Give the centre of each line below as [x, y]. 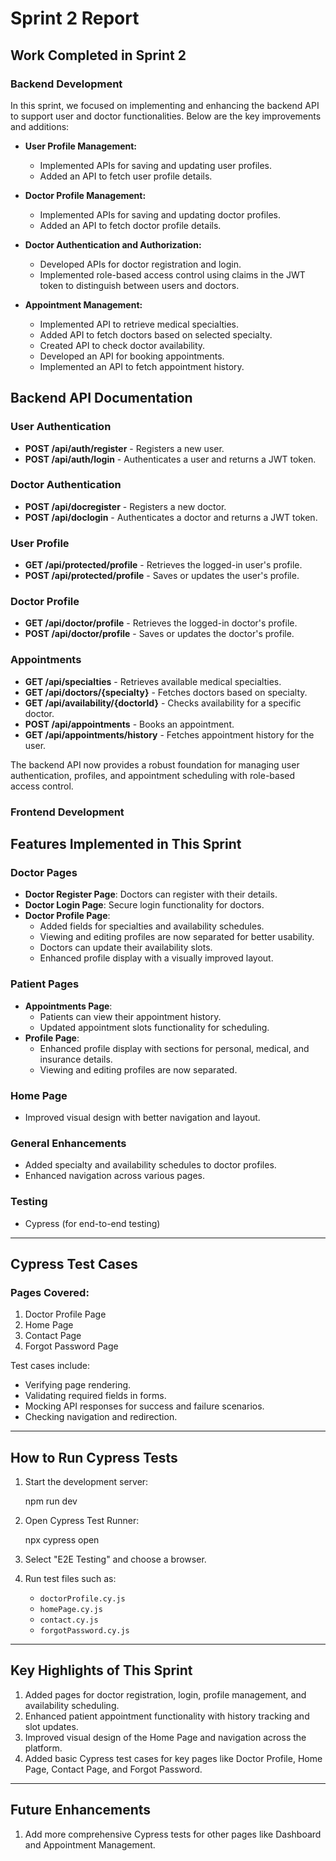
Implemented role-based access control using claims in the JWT [172, 274]
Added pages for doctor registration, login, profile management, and [165, 1694]
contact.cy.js [69, 1620]
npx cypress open [62, 1540]
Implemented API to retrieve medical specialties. [139, 324]
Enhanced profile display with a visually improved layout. [156, 958]
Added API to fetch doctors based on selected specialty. [156, 334]
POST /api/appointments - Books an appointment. [129, 724]
